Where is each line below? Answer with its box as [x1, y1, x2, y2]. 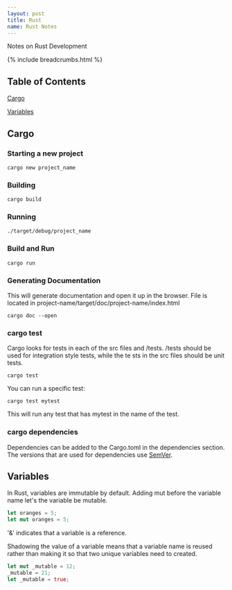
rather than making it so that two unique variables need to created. [7, 550, 197, 558]
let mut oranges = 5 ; [7, 516, 70, 523]
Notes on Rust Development [7, 42, 88, 51]
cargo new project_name [7, 164, 76, 171]
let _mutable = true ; [7, 575, 70, 583]
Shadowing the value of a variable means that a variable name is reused [7, 542, 213, 550]
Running [7, 212, 37, 222]
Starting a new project [7, 149, 84, 158]
